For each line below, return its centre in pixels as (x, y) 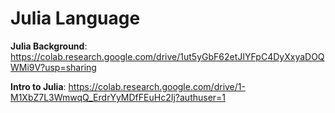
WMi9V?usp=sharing (53, 67)
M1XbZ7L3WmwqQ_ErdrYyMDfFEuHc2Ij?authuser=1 (118, 97)
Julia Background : (49, 46)
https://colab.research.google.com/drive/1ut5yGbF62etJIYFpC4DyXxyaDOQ (167, 56)
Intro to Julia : (38, 86)
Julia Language (75, 18)
